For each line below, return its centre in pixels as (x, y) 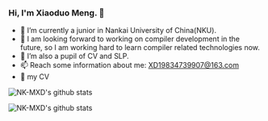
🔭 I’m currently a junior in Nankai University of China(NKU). (118, 31)
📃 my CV (35, 77)
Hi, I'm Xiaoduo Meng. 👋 (57, 13)
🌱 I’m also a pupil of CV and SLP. (74, 56)
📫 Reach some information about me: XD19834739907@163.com (130, 65)
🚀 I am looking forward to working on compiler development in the (130, 39)
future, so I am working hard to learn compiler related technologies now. (140, 48)
